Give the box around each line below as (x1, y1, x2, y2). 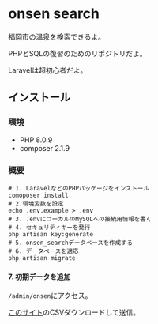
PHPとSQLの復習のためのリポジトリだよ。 (8, 48, 147, 58)
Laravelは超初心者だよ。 (8, 65, 88, 75)
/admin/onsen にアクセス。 (8, 291, 92, 300)
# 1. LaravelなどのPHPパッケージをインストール (8, 184, 150, 192)
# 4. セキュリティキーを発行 (8, 223, 91, 232)
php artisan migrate (8, 254, 77, 262)
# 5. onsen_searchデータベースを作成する (8, 239, 133, 247)
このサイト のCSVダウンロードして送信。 (8, 307, 141, 317)
